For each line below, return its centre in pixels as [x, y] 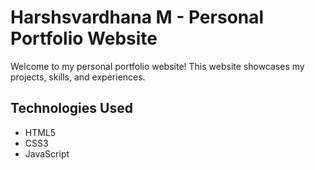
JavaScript [47, 153]
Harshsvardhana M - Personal [137, 17]
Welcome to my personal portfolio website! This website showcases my [157, 66]
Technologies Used [71, 108]
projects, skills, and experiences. [78, 77]
